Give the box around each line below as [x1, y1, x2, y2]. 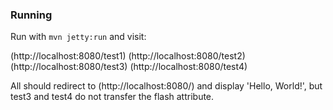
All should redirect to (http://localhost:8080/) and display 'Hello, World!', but [10, 80, 323, 92]
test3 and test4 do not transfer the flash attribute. [10, 91, 215, 103]
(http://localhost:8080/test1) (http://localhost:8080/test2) [10, 50, 246, 62]
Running [10, 8, 53, 22]
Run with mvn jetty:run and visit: [10, 31, 147, 43]
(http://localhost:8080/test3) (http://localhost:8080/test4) [10, 61, 248, 73]
